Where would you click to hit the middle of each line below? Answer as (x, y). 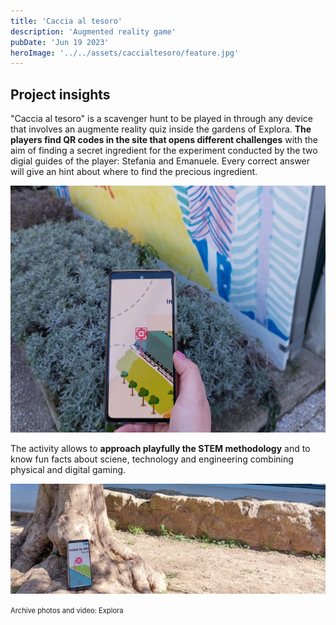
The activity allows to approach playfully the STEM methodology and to (160, 449)
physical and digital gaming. (68, 470)
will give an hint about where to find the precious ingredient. (134, 172)
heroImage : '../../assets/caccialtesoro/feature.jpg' (125, 53)
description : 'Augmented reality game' (93, 31)
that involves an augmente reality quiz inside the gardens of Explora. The (161, 129)
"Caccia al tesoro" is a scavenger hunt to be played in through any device (162, 119)
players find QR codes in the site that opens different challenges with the (164, 140)
